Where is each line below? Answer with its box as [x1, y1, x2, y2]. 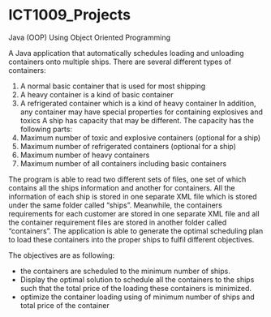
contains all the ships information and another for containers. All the [8, 182, 235, 192]
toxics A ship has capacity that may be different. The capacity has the [19, 115, 254, 125]
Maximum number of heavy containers [19, 150, 150, 160]
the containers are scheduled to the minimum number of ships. [19, 266, 231, 276]
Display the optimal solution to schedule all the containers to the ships [19, 274, 255, 285]
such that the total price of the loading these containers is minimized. [19, 283, 252, 293]
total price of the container [19, 300, 110, 310]
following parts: [19, 124, 73, 134]
